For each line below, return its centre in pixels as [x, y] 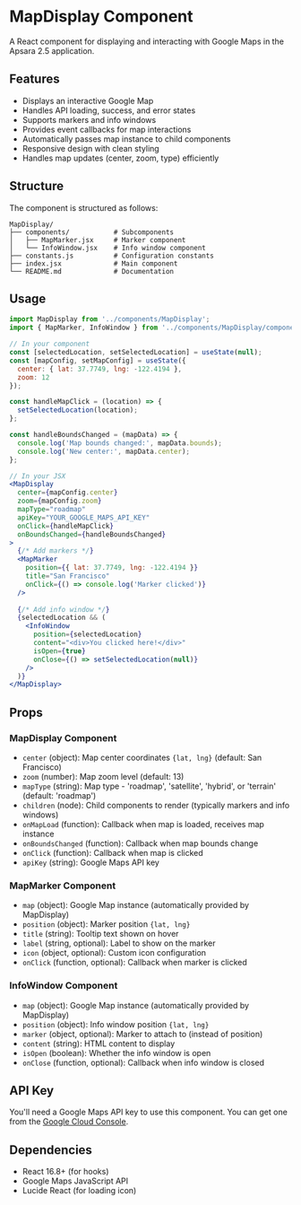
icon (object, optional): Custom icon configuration [114, 953]
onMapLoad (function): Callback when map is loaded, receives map [143, 824]
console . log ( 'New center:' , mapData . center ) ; [104, 451]
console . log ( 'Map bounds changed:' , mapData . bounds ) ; [120, 443]
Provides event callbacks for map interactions [107, 129]
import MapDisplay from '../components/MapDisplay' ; [110, 319]
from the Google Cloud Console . [69, 1122]
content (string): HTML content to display [99, 1043]
